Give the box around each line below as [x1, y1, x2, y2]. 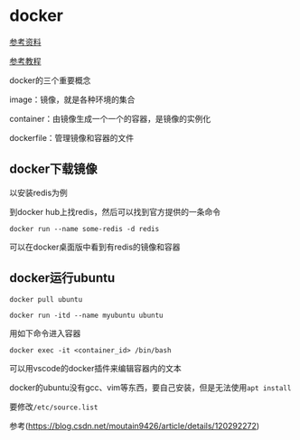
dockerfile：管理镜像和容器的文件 [9, 132, 135, 143]
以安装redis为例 [9, 187, 68, 198]
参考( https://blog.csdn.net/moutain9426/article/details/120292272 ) [9, 420, 260, 431]
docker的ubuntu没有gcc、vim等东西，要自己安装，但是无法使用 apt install [9, 381, 292, 393]
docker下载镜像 [9, 162, 98, 177]
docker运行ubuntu [9, 270, 116, 286]
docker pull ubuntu [9, 295, 83, 304]
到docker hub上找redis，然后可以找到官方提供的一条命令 [9, 206, 221, 217]
